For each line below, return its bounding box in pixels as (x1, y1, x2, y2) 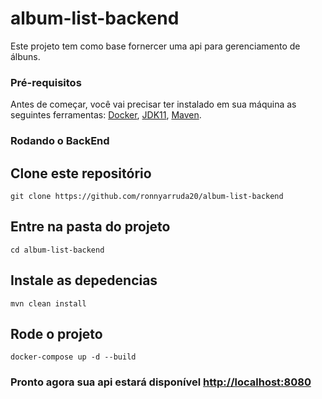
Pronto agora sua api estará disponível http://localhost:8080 (10, 375, 312, 389)
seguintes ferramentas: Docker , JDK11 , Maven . (10, 109, 202, 121)
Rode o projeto (10, 325, 103, 342)
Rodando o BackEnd (10, 134, 110, 148)
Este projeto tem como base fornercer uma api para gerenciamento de (10, 40, 301, 52)
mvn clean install (10, 298, 87, 309)
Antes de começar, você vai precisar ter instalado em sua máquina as (10, 98, 297, 111)
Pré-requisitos (10, 75, 82, 89)
